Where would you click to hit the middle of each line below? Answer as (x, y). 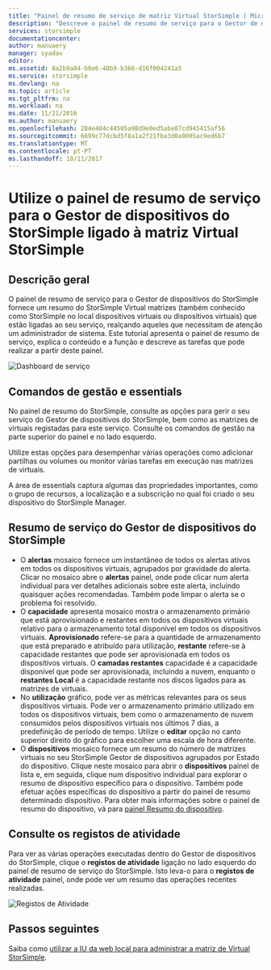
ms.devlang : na (34, 83)
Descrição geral (49, 279)
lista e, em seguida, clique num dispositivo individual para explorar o (133, 774)
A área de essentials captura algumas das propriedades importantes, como (133, 485)
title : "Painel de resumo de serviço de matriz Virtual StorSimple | (128, 16)
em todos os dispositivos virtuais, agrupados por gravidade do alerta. (135, 568)
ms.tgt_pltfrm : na (39, 99)
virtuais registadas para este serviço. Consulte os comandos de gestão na (132, 428)
